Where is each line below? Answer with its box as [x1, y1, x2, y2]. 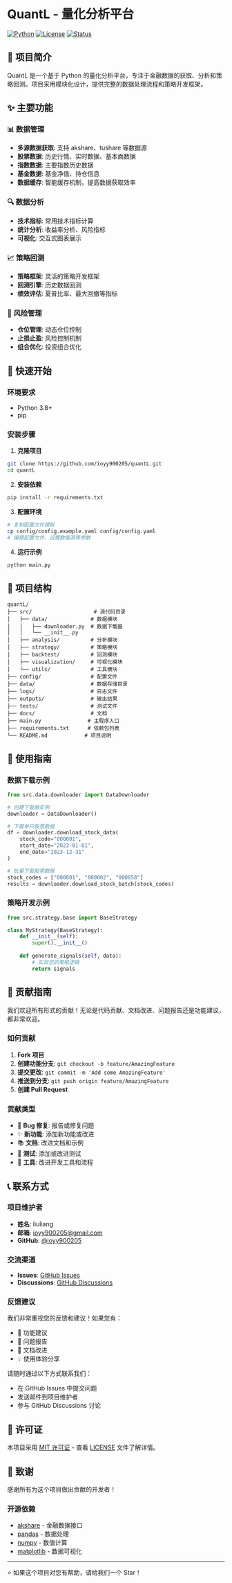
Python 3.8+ [17, 404, 53, 412]
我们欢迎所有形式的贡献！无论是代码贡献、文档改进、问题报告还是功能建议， [7, 1005, 225, 1014]
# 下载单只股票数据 [7, 823, 55, 830]
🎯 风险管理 [7, 308, 43, 318]
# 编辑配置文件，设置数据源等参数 [7, 534, 91, 541]
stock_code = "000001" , [19, 836, 81, 843]
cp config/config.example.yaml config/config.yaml [7, 528, 156, 535]
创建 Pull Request [17, 1085, 68, 1093]
